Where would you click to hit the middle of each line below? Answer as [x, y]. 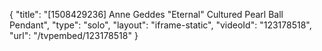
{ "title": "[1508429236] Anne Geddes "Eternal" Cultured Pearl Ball [146, 14]
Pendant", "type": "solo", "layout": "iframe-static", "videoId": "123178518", [160, 25]
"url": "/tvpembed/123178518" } [74, 35]
